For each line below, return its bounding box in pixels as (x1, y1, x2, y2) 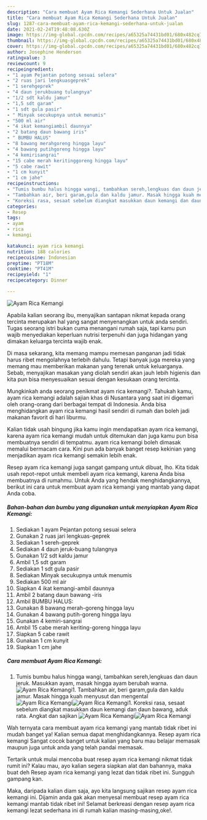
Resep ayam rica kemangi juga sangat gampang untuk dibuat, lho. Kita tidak (7, 463, 199, 471)
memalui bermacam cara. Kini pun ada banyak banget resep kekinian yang (7, 445, 196, 452)
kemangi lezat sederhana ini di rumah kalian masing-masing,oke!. (7, 806, 173, 814)
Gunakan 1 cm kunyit (15, 637, 69, 644)
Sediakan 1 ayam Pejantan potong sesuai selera (15, 526, 137, 533)
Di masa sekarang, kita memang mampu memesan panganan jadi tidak (7, 349, 186, 357)
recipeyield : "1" (7, 272, 52, 278)
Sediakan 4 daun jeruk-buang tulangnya (15, 545, 118, 553)
